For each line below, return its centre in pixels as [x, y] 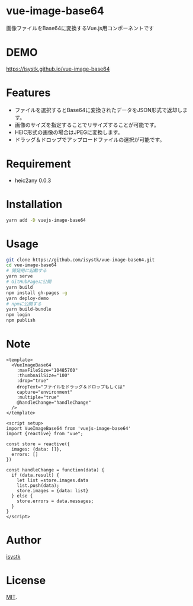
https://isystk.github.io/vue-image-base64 [58, 69]
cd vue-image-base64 [32, 265]
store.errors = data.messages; [55, 501]
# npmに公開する [24, 304]
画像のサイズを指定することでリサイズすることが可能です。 [87, 125]
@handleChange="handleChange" [54, 402]
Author [24, 540]
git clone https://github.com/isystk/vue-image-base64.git [81, 260]
